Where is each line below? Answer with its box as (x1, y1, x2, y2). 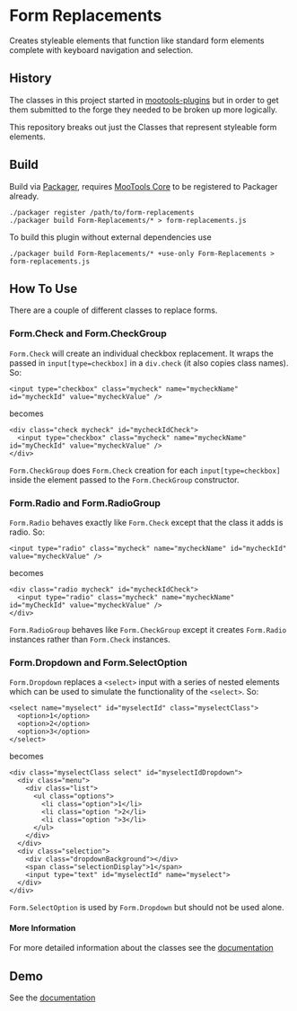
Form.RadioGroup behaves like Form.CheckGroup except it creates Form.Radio (9, 624, 287, 634)
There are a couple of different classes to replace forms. (9, 305, 218, 315)
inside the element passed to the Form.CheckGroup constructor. (9, 474, 240, 485)
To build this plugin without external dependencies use (9, 231, 213, 243)
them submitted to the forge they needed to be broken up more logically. (9, 104, 278, 115)
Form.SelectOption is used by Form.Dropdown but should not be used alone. (9, 902, 284, 913)
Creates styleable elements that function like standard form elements (9, 35, 265, 46)
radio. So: (9, 527, 45, 537)
